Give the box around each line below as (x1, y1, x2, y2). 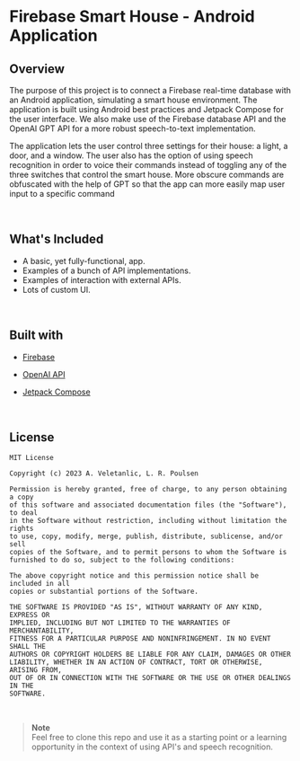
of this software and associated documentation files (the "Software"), (9, 500, 287, 509)
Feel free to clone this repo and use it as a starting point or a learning (31, 732, 287, 743)
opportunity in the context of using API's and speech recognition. (31, 741, 274, 752)
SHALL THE (9, 642, 47, 651)
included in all (9, 580, 70, 588)
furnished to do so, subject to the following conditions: (9, 555, 235, 565)
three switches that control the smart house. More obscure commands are (9, 169, 285, 180)
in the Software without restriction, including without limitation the (9, 517, 287, 526)
